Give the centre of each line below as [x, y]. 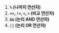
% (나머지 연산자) [25, 7]
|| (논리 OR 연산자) [28, 25]
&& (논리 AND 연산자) [29, 19]
